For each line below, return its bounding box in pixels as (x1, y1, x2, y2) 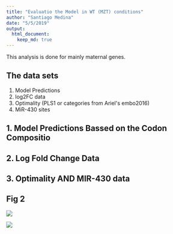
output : (6, 25, 26, 32)
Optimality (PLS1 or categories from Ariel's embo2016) (14, 99, 150, 106)
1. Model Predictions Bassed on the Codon (6, 123, 167, 134)
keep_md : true (17, 37, 52, 43)
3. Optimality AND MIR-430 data (6, 173, 130, 183)
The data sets (6, 70, 59, 81)
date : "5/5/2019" (6, 20, 50, 26)
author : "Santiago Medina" (6, 14, 74, 20)
